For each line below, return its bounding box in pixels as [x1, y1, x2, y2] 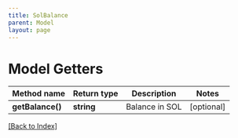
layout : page [8, 26, 51, 34]
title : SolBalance [8, 11, 68, 20]
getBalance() [12, 101, 62, 112]
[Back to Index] [8, 122, 57, 131]
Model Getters [8, 60, 104, 78]
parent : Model [8, 19, 55, 27]
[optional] [189, 101, 226, 112]
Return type [72, 88, 119, 99]
